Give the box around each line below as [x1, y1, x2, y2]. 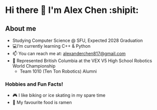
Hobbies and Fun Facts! [5, 81, 64, 88]
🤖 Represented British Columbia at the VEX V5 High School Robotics [12, 58, 153, 64]
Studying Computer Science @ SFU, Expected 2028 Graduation [12, 37, 143, 43]
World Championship [12, 63, 56, 69]
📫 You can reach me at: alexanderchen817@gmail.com [12, 51, 126, 56]
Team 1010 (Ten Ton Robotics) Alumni [19, 68, 97, 74]
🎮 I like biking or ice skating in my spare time [12, 92, 106, 99]
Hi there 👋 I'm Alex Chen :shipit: [5, 4, 139, 16]
